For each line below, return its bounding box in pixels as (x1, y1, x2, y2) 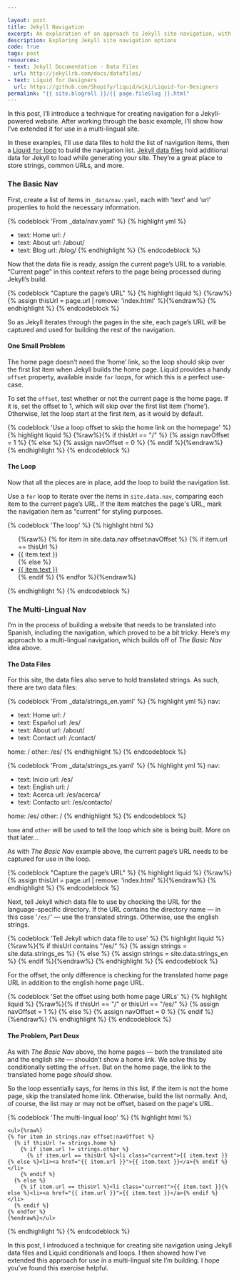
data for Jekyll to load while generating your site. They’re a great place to (7, 154, 223, 162)
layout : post (7, 16, 46, 24)
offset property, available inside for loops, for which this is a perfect (7, 372, 210, 381)
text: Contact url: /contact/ (17, 734, 96, 742)
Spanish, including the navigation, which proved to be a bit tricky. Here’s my (7, 628, 230, 637)
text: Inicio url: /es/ (17, 775, 73, 784)
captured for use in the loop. (7, 855, 91, 863)
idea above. (7, 644, 42, 652)
